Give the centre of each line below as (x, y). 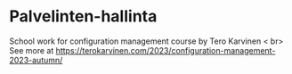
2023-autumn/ (36, 60)
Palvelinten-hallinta (83, 16)
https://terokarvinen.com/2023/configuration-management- (166, 50)
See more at (32, 50)
